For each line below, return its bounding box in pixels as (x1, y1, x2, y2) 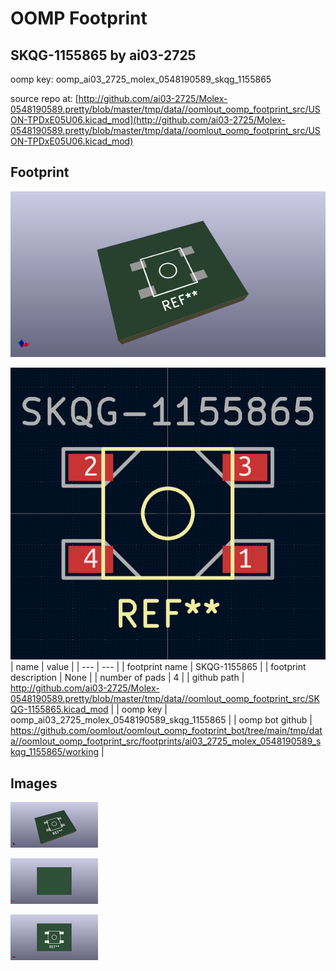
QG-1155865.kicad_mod (10, 703, 109, 716)
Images (10, 775, 58, 792)
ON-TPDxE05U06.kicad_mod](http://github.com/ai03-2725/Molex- (10, 114, 287, 126)
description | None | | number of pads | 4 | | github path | (10, 672, 245, 684)
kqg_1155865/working (10, 746, 100, 758)
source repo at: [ (10, 93, 79, 104)
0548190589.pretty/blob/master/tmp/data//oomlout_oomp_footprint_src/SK (10, 693, 320, 705)
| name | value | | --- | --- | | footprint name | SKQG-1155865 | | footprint (10, 661, 307, 673)
